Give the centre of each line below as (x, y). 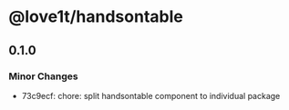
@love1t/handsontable (96, 17)
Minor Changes (43, 76)
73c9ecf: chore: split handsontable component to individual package (151, 95)
